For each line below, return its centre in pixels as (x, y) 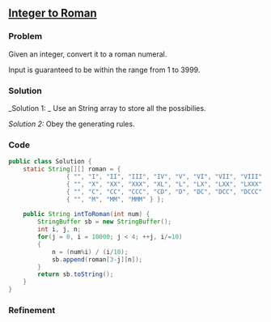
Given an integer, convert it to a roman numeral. (88, 54)
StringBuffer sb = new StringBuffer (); (105, 222)
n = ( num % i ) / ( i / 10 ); (90, 252)
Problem (25, 36)
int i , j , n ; (59, 230)
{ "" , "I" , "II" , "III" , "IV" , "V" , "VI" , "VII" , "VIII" (164, 177)
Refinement (32, 310)
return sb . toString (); (76, 274)
